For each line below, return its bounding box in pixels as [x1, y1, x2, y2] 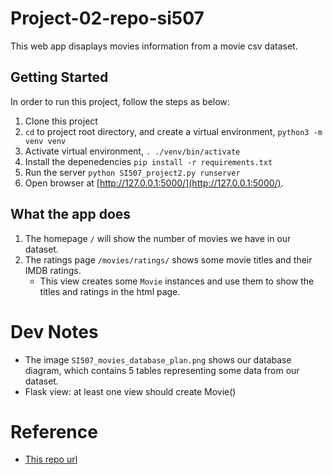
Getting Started [10, 69, 109, 86]
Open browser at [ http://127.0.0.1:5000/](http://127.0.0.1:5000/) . [24, 177, 284, 189]
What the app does [10, 206, 132, 223]
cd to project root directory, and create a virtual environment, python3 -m [24, 125, 323, 137]
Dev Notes [10, 320, 99, 343]
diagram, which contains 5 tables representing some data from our [24, 364, 300, 376]
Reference [10, 420, 98, 443]
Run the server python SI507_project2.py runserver [24, 166, 241, 178]
